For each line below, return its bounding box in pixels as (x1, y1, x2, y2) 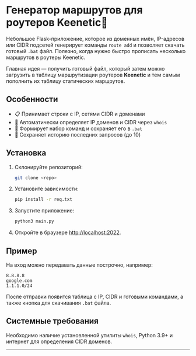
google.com (6, 278, 33, 284)
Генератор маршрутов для (6, 4, 143, 17)
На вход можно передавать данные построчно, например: (6, 261, 153, 268)
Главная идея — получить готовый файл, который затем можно (6, 65, 165, 72)
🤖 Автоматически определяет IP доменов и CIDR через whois (14, 118, 167, 125)
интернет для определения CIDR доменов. (6, 338, 113, 345)
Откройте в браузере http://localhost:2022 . (14, 229, 121, 236)
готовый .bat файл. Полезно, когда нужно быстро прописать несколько (6, 47, 186, 54)
